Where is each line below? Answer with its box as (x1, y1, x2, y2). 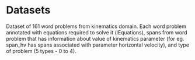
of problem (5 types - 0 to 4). (6, 47, 77, 54)
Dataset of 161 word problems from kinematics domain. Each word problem (6, 23, 187, 30)
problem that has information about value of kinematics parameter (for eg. (6, 35, 184, 42)
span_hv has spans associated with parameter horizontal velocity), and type (6, 41, 190, 48)
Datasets (6, 3, 51, 17)
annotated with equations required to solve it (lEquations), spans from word (6, 29, 187, 36)
